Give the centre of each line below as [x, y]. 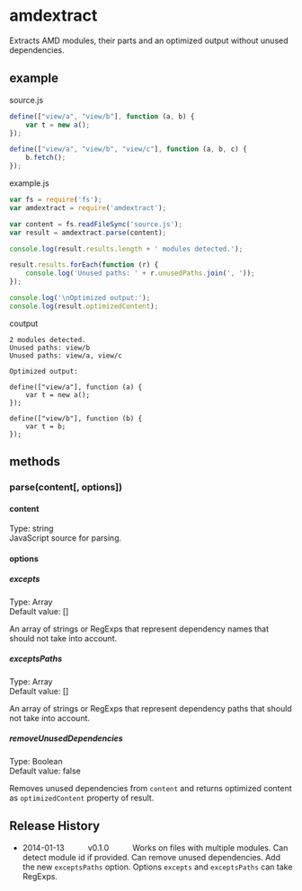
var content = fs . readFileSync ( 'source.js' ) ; [96, 224]
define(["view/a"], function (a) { [76, 387]
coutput [24, 323]
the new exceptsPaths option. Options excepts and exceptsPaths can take [157, 867]
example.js [29, 183]
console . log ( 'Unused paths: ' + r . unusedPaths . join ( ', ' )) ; [140, 273]
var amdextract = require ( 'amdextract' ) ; [88, 207]
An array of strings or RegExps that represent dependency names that [139, 629]
